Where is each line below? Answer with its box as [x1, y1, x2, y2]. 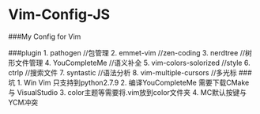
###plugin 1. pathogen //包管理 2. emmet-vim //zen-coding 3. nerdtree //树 [8, 47, 253, 57]
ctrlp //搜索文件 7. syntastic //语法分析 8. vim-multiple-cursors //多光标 [8, 67, 237, 77]
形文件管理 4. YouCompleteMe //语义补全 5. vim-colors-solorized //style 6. [8, 58, 251, 67]
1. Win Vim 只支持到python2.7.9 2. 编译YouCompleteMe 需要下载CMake [17, 78, 250, 87]
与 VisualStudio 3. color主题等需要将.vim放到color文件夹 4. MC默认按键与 [8, 87, 247, 97]
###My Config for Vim [8, 32, 81, 41]
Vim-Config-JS [8, 6, 111, 24]
